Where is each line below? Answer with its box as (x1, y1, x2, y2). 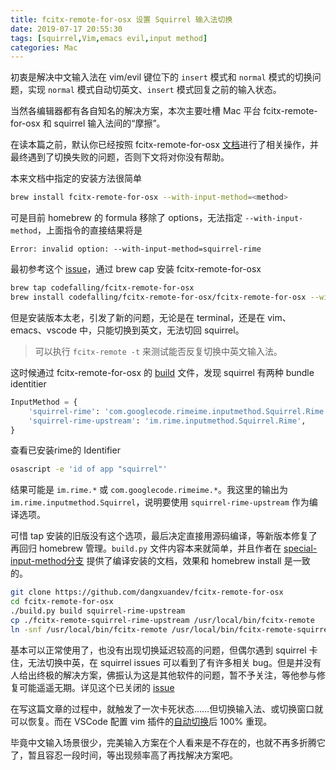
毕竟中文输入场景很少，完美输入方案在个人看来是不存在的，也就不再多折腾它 (10, 736, 326, 748)
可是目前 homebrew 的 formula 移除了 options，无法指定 (10, 212, 243, 224)
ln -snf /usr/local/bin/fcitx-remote (10, 624, 168, 635)
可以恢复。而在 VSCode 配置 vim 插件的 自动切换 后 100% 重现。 (10, 715, 273, 727)
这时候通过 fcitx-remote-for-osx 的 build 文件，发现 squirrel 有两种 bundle (10, 366, 315, 378)
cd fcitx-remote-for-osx (10, 597, 114, 607)
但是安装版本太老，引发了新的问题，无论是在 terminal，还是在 (10, 311, 266, 323)
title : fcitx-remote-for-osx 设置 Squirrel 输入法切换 (10, 14, 233, 25)
